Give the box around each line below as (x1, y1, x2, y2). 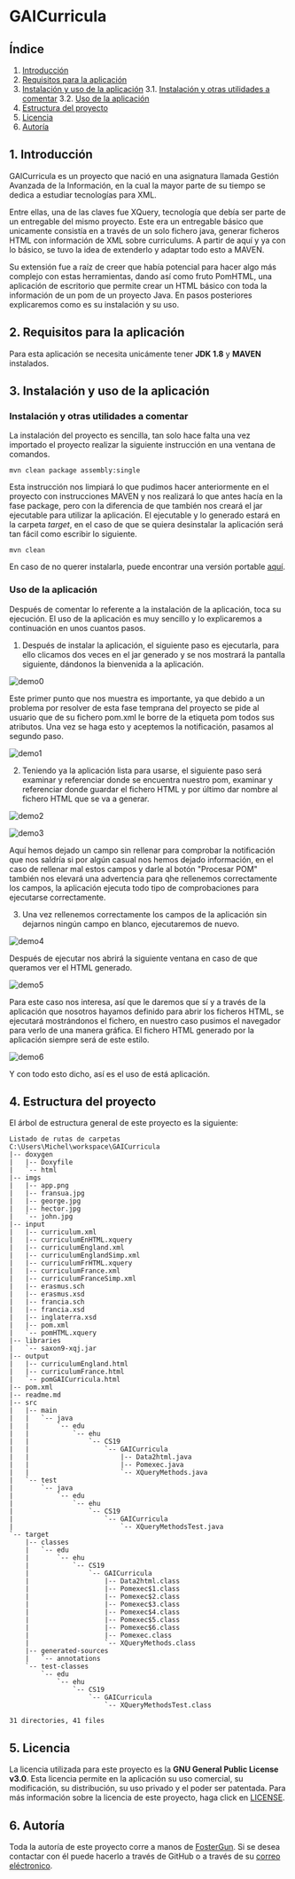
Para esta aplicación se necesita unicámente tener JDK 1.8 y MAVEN (9, 348, 261, 359)
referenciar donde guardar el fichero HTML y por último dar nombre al (21, 784, 278, 794)
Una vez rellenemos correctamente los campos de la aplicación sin (21, 908, 268, 919)
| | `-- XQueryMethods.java (9, 1469, 208, 1477)
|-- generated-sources (25, 1647, 109, 1656)
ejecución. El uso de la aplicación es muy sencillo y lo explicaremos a (9, 613, 263, 624)
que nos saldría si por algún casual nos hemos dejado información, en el (9, 854, 274, 865)
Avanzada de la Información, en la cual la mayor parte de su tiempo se (9, 180, 266, 191)
